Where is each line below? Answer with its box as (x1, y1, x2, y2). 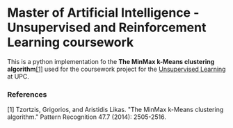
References (7, 89, 47, 99)
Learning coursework (7, 35, 134, 50)
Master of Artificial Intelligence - (7, 5, 200, 21)
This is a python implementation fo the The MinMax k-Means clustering (7, 57, 215, 65)
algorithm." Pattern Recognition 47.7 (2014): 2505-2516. (7, 113, 167, 121)
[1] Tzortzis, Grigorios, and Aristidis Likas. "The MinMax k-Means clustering (7, 106, 224, 114)
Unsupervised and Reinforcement (7, 19, 207, 35)
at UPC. (7, 72, 29, 81)
